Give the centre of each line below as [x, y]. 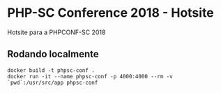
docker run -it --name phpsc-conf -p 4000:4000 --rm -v [90, 76]
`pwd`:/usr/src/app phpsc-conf [53, 83]
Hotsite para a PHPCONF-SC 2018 [56, 32]
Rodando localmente [53, 54]
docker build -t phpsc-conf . [51, 70]
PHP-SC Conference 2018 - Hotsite [110, 13]
